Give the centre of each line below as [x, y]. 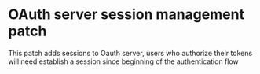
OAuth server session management [126, 15]
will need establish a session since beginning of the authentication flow [124, 61]
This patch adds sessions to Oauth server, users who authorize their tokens [130, 53]
